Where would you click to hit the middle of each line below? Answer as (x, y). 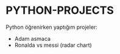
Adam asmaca (33, 38)
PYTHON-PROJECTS (60, 10)
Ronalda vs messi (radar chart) (53, 45)
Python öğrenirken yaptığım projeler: (52, 27)
